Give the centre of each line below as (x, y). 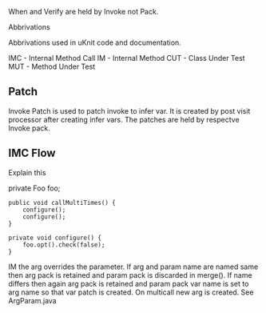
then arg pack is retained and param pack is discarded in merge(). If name (131, 275)
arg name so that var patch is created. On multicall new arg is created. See (131, 292)
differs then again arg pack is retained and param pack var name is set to (129, 283)
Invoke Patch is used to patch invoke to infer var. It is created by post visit (129, 110)
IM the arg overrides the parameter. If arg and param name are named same (133, 267)
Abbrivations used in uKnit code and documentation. (95, 42)
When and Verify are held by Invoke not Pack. (83, 12)
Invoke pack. (29, 128)
